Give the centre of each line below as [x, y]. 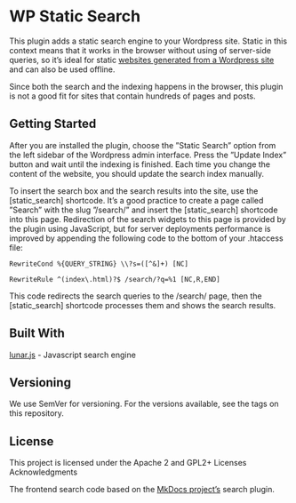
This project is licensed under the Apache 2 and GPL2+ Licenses [128, 463]
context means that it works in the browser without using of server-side [140, 50]
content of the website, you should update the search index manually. [137, 173]
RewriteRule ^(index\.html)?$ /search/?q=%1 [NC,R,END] [115, 279]
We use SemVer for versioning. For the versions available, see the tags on [144, 404]
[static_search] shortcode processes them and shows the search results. [143, 305]
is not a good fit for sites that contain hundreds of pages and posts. [132, 96]
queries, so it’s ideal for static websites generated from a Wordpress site [142, 60]
